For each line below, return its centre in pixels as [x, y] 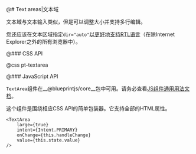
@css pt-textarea [27, 65]
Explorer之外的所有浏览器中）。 [43, 42]
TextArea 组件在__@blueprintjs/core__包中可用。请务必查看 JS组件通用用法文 [98, 89]
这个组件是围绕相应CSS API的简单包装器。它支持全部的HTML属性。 [88, 108]
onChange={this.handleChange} [54, 135]
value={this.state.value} [49, 140]
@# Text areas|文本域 [32, 9]
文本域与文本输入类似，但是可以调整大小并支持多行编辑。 [76, 22]
